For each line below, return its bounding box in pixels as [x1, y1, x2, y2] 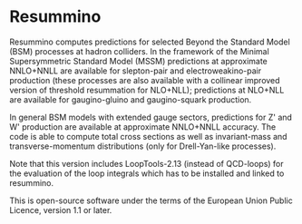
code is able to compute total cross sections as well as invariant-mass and [9, 131, 287, 141]
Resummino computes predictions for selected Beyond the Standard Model [9, 36, 290, 47]
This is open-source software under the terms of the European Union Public [9, 195, 293, 206]
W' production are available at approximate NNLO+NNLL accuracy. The [9, 121, 277, 132]
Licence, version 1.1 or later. [9, 204, 112, 215]
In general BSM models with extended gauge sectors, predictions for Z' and [9, 112, 293, 122]
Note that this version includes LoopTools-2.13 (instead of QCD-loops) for [9, 158, 284, 169]
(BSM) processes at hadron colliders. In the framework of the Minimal [9, 45, 269, 56]
